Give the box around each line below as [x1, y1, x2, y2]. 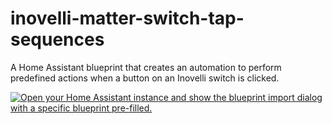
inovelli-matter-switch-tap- [10, 7, 245, 30]
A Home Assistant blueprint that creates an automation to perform [10, 61, 282, 73]
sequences [10, 28, 105, 51]
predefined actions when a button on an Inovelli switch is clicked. [10, 72, 280, 84]
